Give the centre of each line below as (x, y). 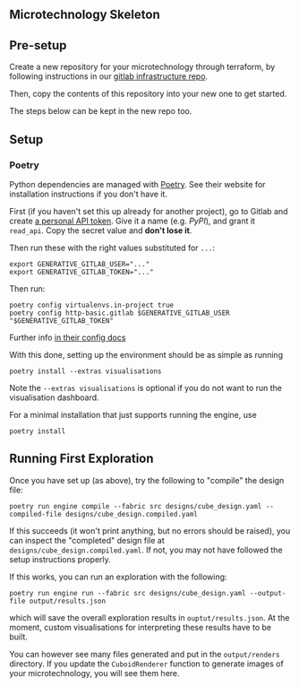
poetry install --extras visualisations (86, 371)
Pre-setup (38, 45)
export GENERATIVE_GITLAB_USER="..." (80, 264)
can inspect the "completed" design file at (87, 540)
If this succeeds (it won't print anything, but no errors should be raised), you (150, 530)
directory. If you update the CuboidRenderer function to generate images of (146, 664)
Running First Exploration (81, 459)
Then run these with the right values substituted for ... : (112, 248)
